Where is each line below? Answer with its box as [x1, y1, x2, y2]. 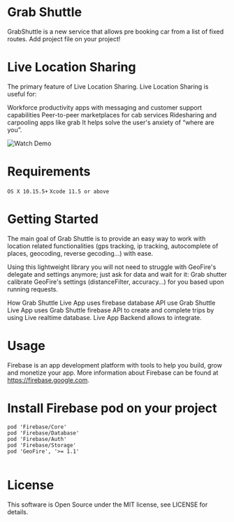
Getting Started [7, 211, 99, 227]
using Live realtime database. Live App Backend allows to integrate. [7, 313, 203, 321]
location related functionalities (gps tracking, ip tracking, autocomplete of [7, 242, 219, 250]
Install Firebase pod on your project [7, 400, 217, 416]
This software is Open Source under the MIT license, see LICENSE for [7, 500, 208, 509]
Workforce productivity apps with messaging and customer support [7, 103, 203, 112]
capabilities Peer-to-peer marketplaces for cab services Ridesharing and [7, 110, 217, 119]
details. [7, 507, 29, 516]
